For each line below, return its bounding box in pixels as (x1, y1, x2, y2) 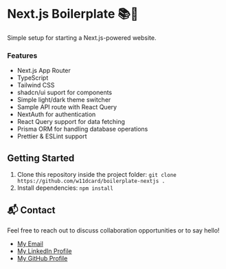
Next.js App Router (16, 67, 71, 75)
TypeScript (16, 74, 49, 82)
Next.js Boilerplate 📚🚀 (7, 6, 139, 22)
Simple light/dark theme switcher (16, 96, 111, 104)
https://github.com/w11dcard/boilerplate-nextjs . (16, 177, 166, 185)
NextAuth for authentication (16, 110, 96, 118)
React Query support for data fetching (16, 118, 126, 126)
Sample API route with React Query (16, 103, 117, 111)
